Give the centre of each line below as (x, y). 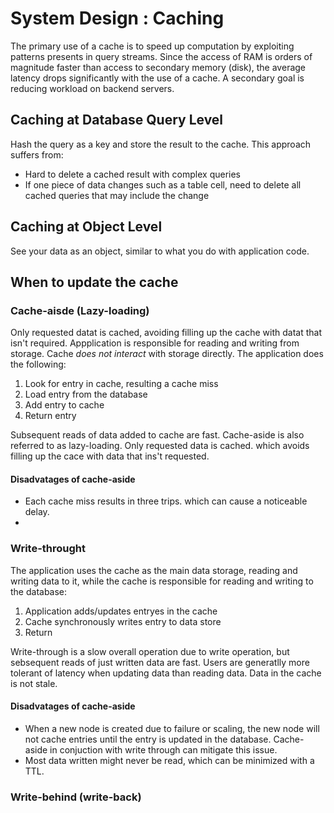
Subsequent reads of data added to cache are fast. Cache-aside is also (157, 435)
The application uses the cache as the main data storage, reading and (154, 570)
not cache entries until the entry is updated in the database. (148, 739)
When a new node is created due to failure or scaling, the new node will (172, 728)
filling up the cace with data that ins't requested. (110, 456)
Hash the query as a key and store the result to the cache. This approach (161, 144)
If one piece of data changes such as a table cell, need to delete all (163, 184)
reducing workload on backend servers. (92, 88)
